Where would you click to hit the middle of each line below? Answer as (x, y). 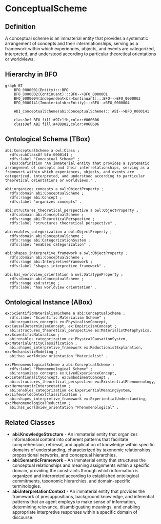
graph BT (14, 86)
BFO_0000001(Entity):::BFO (41, 90)
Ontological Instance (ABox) (49, 302)
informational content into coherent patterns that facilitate (70, 439)
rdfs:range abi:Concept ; (36, 197)
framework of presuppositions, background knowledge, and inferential (83, 497)
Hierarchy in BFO (31, 75)
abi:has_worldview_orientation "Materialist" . (59, 356)
